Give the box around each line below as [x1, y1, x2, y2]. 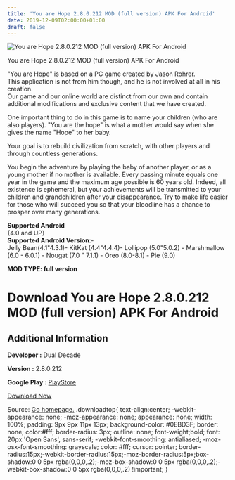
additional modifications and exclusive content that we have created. [7, 100, 206, 108]
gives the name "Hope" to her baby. [7, 128, 111, 137]
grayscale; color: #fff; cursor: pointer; [68, 443, 177, 451]
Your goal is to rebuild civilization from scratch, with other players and [7, 142, 210, 150]
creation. [7, 85, 33, 93]
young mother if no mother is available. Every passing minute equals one [7, 170, 218, 179]
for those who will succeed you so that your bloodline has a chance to [7, 200, 210, 209]
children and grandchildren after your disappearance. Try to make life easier [7, 193, 229, 201]
